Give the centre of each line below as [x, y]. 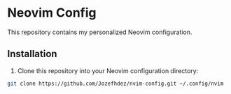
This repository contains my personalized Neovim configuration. [100, 32]
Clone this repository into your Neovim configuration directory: [108, 70]
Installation [32, 54]
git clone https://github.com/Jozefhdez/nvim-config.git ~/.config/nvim [115, 84]
